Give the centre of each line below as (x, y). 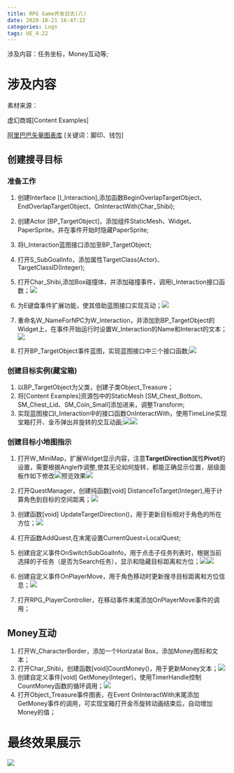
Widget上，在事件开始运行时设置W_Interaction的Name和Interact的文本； (122, 328)
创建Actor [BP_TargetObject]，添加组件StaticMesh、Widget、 (106, 221)
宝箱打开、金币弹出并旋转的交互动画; (71, 422)
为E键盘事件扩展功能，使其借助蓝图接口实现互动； (90, 305)
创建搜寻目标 (35, 159)
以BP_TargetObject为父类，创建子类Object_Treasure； (95, 387)
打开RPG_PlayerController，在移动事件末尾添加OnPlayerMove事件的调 (118, 600)
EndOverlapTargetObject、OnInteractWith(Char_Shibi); (96, 206)
